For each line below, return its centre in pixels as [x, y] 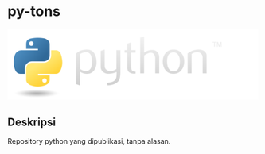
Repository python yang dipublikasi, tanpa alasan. [89, 141]
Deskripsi [32, 122]
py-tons [34, 12]
